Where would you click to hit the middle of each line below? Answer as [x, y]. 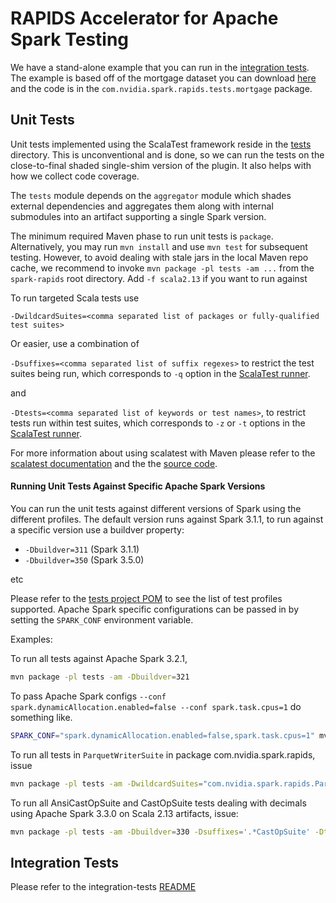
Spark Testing [70, 39]
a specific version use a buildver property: [97, 529]
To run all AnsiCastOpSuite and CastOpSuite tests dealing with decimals [158, 803]
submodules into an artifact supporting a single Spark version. [138, 216]
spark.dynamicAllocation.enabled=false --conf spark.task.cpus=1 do [156, 706]
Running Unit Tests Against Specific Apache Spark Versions [138, 486]
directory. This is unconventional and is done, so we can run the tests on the [167, 154]
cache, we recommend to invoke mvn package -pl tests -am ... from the [162, 268]
